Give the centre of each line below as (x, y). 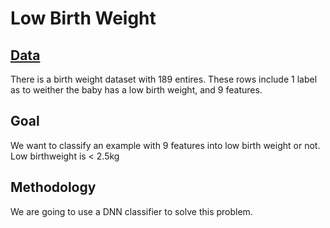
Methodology (53, 187)
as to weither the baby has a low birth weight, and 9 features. (136, 90)
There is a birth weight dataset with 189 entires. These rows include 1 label (164, 79)
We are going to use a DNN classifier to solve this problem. (131, 211)
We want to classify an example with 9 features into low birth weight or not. (165, 145)
